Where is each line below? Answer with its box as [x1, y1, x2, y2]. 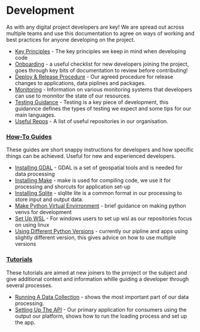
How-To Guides [6, 132, 52, 141]
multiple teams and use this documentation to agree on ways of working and [6, 29, 195, 36]
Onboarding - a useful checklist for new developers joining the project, [14, 60, 189, 68]
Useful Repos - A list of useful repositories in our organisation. [14, 117, 168, 124]
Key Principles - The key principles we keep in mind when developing [14, 47, 186, 54]
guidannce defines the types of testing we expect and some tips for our [14, 105, 192, 112]
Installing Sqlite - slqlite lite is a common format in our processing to [14, 190, 182, 197]
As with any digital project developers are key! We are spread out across [6, 23, 184, 31]
